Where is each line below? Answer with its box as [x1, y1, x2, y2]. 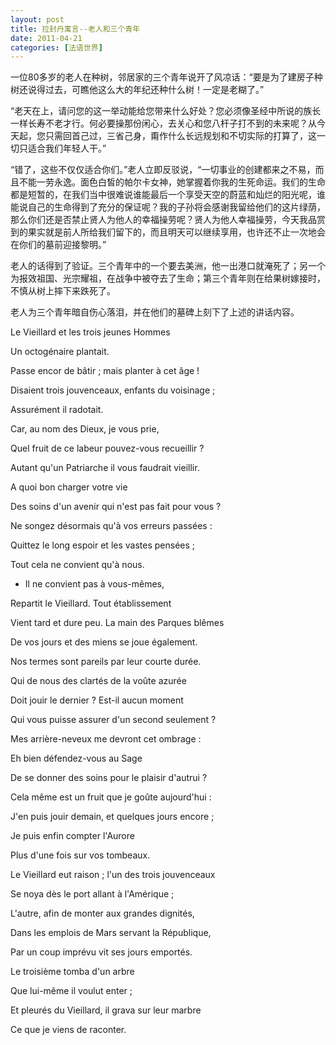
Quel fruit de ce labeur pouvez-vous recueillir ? [10, 442, 205, 455]
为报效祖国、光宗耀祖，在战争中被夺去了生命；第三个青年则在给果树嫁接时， [10, 272, 326, 285]
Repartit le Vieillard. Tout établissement [10, 597, 172, 610]
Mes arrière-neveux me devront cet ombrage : [10, 733, 202, 745]
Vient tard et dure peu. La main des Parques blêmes [10, 617, 225, 629]
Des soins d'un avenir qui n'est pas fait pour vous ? [10, 501, 222, 513]
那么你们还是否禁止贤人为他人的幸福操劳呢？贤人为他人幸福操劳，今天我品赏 [10, 214, 326, 226]
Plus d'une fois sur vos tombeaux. [10, 849, 151, 861]
